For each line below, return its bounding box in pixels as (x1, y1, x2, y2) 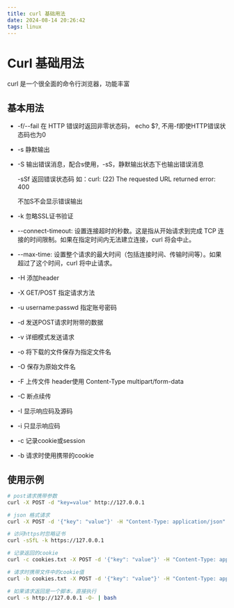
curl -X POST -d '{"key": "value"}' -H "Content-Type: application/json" (7, 518, 226, 525)
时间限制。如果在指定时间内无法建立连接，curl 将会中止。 (29, 235, 195, 244)
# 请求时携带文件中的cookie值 (7, 568, 85, 575)
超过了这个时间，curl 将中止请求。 (17, 259, 116, 267)
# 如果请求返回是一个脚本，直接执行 (7, 588, 97, 595)
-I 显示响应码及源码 (17, 407, 73, 415)
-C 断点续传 (17, 392, 52, 400)
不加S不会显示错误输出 (17, 197, 83, 205)
